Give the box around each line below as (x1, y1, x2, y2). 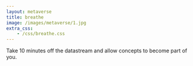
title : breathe (6, 14, 44, 20)
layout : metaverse (6, 8, 52, 15)
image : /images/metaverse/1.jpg (6, 20, 86, 26)
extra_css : (6, 25, 33, 32)
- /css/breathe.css (17, 31, 66, 37)
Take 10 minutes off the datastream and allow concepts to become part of (6, 47, 188, 54)
